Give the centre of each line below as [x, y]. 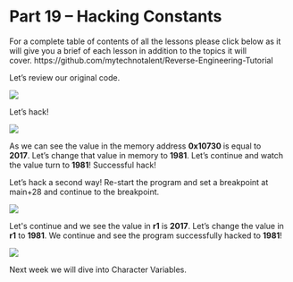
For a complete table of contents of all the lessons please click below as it [145, 41]
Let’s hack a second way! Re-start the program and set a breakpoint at [139, 182]
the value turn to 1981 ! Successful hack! [83, 165]
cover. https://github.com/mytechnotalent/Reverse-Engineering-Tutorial [142, 60]
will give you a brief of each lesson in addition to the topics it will [128, 50]
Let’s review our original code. [65, 77]
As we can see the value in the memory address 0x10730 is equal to [135, 146]
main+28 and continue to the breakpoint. [84, 192]
